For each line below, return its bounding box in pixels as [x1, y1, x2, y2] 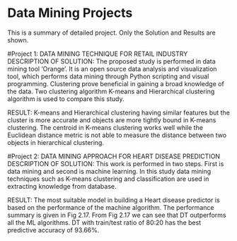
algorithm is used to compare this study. [7, 94, 125, 103]
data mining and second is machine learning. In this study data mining [7, 167, 212, 175]
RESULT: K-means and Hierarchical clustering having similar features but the [7, 108, 230, 117]
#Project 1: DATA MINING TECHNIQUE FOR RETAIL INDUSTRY [7, 49, 188, 58]
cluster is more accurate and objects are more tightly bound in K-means [7, 115, 216, 124]
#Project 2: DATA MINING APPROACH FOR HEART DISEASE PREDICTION [7, 152, 221, 160]
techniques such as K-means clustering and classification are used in [7, 175, 209, 183]
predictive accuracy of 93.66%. [7, 225, 100, 234]
